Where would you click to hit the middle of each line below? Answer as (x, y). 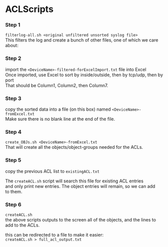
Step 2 (13, 59)
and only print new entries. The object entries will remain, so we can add (80, 186)
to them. (14, 191)
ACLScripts (29, 9)
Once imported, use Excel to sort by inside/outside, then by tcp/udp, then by (84, 75)
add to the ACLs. (23, 225)
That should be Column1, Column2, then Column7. (57, 85)
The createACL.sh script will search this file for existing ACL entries (74, 181)
